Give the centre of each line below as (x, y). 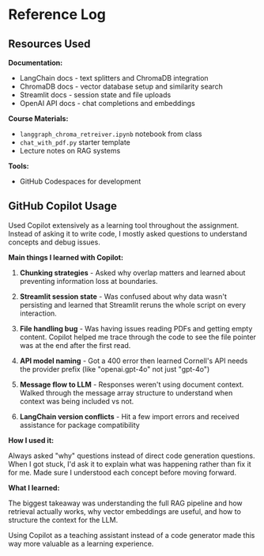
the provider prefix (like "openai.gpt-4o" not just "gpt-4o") (115, 369)
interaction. (38, 313)
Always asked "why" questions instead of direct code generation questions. (132, 456)
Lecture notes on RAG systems (70, 151)
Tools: (19, 166)
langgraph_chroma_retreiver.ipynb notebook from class (111, 134)
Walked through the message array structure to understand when (126, 392)
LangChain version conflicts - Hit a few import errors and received (129, 416)
